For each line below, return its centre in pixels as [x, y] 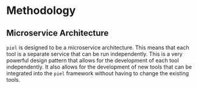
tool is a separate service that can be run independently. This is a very [94, 54]
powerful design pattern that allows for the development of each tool [93, 60]
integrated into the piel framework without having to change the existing [98, 73]
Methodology [41, 11]
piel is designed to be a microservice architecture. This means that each [98, 47]
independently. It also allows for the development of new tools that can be [99, 67]
